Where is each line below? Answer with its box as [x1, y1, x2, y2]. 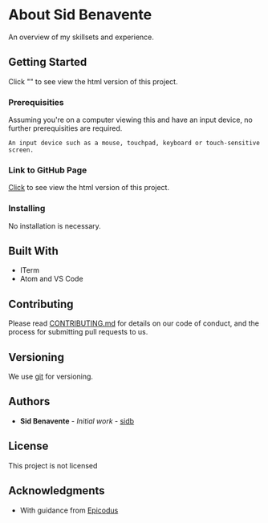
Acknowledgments [8, 484, 106, 498]
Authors [8, 395, 51, 408]
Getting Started [8, 55, 87, 69]
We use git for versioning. [8, 371, 94, 382]
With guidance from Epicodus [19, 505, 119, 515]
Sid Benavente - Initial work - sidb [19, 416, 135, 426]
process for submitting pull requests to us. [8, 327, 148, 337]
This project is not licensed [8, 460, 98, 470]
